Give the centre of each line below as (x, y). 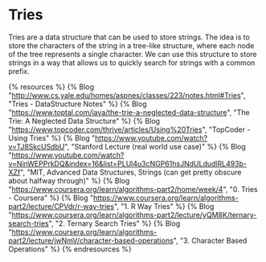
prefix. (19, 71)
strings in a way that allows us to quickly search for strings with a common (132, 63)
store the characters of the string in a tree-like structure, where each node (131, 45)
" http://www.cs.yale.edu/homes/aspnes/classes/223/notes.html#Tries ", (127, 95)
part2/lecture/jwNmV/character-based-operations (91, 240)
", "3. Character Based (210, 240)
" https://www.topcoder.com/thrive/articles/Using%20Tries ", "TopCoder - (129, 129)
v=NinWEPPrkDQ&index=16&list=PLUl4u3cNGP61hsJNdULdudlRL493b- (128, 163)
